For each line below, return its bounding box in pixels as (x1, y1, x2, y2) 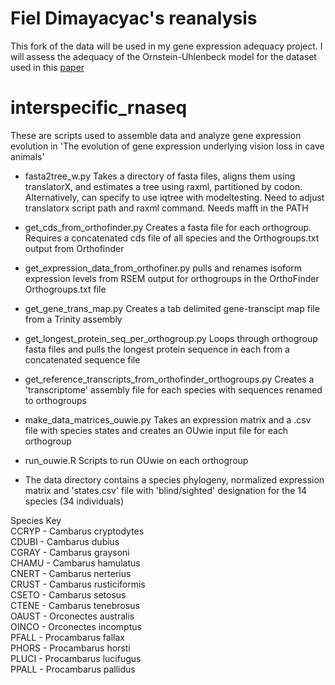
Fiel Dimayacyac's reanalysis (10, 7, 258, 30)
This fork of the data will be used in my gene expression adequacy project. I (10, 40, 323, 52)
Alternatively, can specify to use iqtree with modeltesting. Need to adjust (24, 191, 325, 203)
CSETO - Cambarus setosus (10, 588, 127, 601)
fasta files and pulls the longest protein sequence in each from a (24, 343, 290, 355)
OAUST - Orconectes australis (10, 610, 135, 622)
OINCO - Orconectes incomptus (10, 620, 142, 632)
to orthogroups (24, 394, 87, 406)
